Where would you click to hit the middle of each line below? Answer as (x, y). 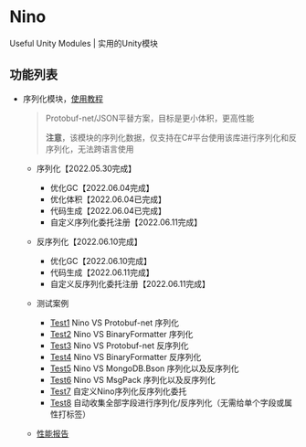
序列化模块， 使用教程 (63, 99)
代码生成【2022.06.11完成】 (102, 272)
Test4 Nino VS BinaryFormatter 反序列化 (126, 357)
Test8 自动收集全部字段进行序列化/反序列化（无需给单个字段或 (167, 402)
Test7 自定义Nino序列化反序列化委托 (118, 391)
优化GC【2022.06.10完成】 (101, 261)
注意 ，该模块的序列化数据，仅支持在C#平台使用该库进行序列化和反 (171, 137)
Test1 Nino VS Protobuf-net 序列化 (115, 323)
